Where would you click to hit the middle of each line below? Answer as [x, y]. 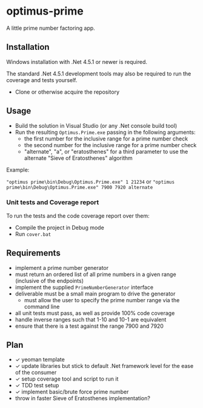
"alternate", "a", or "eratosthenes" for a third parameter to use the [106, 151]
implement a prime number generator [62, 268]
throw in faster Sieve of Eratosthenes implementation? [82, 398]
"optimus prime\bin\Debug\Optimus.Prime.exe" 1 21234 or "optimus [90, 181]
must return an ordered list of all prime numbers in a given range [96, 274]
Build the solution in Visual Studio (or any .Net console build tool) [96, 125]
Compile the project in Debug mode [59, 227]
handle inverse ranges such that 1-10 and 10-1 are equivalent [91, 319]
